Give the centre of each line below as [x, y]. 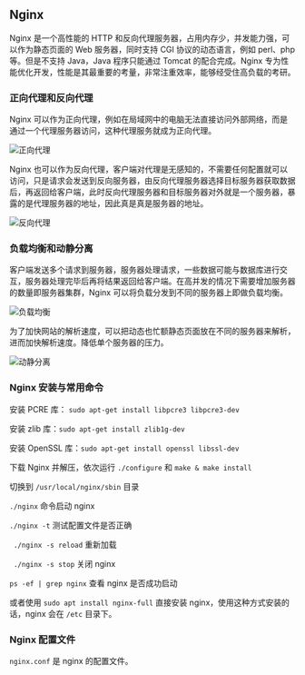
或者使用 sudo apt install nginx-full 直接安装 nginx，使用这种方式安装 [146, 602]
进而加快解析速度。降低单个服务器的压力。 [89, 342]
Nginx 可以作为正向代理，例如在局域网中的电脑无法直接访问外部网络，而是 [149, 119]
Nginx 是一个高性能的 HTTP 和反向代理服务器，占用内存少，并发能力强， [146, 38]
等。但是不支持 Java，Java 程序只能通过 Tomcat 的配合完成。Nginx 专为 [145, 60]
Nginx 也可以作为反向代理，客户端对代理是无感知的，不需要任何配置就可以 [149, 169]
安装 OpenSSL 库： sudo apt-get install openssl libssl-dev [124, 448]
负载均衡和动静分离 [51, 249]
